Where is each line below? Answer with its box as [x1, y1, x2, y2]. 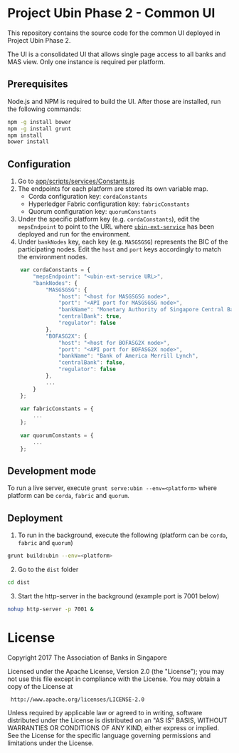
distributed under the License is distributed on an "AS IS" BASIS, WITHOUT [7, 716, 228, 725]
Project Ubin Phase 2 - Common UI [7, 5, 216, 21]
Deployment [7, 511, 63, 524]
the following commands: [7, 105, 82, 113]
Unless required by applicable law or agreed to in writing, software [7, 708, 203, 717]
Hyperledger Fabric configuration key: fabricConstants [28, 199, 190, 208]
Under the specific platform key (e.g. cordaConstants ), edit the [17, 215, 201, 224]
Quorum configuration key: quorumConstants [28, 207, 157, 216]
